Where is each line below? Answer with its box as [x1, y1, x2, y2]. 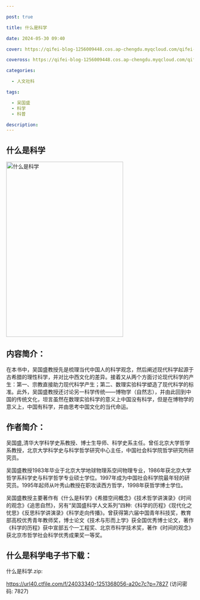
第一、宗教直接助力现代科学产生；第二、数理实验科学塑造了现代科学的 [16, 380, 189, 387]
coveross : [6, 57, 31, 63]
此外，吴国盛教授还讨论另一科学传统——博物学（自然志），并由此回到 [16, 388, 186, 395]
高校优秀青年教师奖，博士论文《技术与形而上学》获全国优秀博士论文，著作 [11, 516, 194, 524]
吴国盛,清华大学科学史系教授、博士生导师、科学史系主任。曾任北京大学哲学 [6, 439, 190, 446]
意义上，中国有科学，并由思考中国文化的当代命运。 [6, 403, 132, 410]
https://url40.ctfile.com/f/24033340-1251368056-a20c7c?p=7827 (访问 [6, 580, 183, 587]
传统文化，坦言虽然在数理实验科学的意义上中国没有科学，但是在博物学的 [16, 395, 194, 402]
